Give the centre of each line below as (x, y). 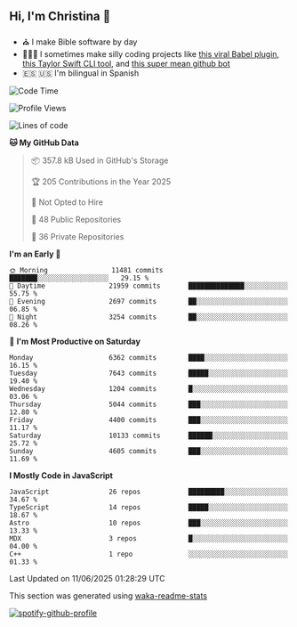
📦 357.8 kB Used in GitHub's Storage (100, 160)
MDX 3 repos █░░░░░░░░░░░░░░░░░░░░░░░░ (149, 538)
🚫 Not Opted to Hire (67, 202)
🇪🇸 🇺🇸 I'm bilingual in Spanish (80, 73)
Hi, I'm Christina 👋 (60, 16)
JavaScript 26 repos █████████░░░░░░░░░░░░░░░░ (149, 492)
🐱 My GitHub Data (44, 142)
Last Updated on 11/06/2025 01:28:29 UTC (88, 578)
